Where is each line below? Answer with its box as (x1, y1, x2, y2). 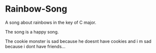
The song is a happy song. (5, 29, 59, 35)
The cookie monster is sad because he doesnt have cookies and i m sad (5, 38, 152, 44)
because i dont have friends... (5, 43, 65, 49)
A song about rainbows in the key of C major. (5, 19, 96, 25)
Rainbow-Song (5, 3, 67, 15)
